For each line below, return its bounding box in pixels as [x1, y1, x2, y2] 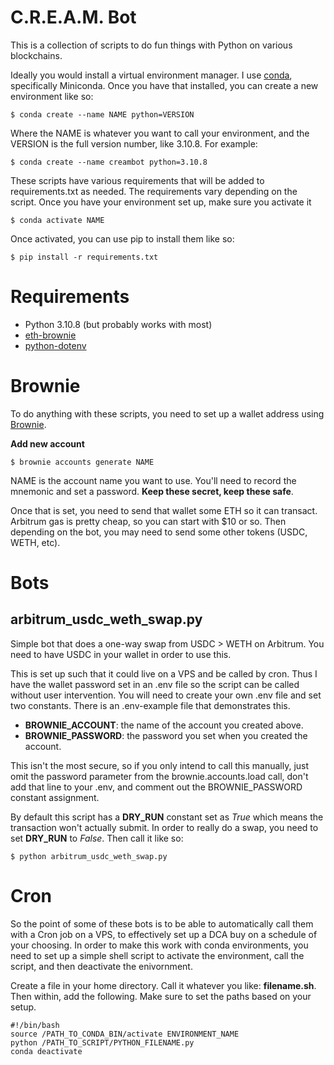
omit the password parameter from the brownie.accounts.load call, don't [10, 770, 309, 782]
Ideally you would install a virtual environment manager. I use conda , [10, 69, 293, 81]
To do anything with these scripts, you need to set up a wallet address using [10, 407, 325, 420]
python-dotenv [24, 339, 87, 351]
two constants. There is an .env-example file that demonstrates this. [10, 699, 291, 711]
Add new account [10, 437, 85, 450]
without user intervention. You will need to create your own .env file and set [10, 689, 322, 701]
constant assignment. [10, 791, 100, 803]
